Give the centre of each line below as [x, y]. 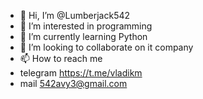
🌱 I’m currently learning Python [83, 36]
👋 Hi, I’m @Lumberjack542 [75, 15]
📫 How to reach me [61, 58]
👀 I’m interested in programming [86, 26]
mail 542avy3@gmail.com [73, 83]
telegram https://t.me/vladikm [81, 73]
